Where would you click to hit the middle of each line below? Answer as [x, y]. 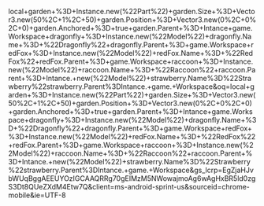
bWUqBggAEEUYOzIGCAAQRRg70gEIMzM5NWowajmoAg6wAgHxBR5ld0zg [132, 178]
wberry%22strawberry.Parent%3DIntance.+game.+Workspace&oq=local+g [131, 86]
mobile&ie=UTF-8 [37, 195]
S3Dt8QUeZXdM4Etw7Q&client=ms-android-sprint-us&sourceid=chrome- [129, 187]
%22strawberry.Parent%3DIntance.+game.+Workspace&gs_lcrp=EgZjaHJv [131, 170]
